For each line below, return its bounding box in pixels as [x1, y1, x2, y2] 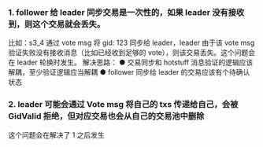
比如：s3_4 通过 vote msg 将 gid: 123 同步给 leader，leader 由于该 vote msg [8, 38, 255, 48]
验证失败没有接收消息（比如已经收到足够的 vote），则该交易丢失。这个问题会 [8, 48, 256, 57]
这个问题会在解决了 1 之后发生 [8, 130, 105, 139]
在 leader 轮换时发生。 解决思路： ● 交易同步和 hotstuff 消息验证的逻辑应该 [8, 57, 254, 68]
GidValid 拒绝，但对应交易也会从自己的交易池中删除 [8, 111, 205, 122]
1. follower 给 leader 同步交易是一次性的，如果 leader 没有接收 [8, 6, 245, 17]
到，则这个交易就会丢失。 [8, 18, 106, 29]
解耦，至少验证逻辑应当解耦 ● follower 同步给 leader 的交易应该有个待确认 [8, 68, 250, 77]
